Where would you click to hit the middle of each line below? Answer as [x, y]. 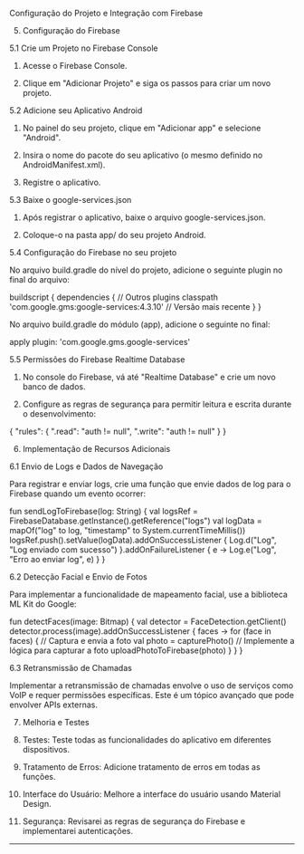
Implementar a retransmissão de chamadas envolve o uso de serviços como [152, 686]
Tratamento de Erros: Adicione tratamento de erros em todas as [141, 767]
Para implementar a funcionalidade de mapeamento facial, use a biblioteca [148, 594]
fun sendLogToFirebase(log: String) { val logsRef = [104, 511]
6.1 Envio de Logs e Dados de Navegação [86, 466]
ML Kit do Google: [43, 604]
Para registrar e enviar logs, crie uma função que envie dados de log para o [150, 484]
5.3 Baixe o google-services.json [71, 200]
